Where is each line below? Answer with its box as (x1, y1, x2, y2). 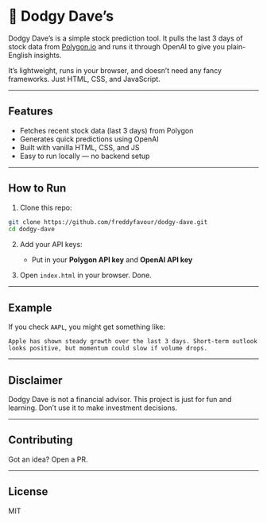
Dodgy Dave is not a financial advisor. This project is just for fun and (8, 394, 232, 404)
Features (8, 105, 53, 118)
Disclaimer (8, 373, 63, 387)
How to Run (8, 182, 67, 195)
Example (8, 301, 52, 315)
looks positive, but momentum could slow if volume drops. (8, 345, 208, 353)
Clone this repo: (19, 203, 72, 212)
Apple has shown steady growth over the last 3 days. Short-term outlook (8, 338, 258, 346)
